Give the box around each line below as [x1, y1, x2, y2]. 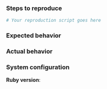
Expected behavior [6, 31, 62, 39]
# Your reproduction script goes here [6, 18, 101, 24]
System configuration [6, 63, 70, 71]
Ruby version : [6, 77, 41, 84]
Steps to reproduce [6, 4, 62, 12]
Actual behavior [6, 47, 53, 55]
